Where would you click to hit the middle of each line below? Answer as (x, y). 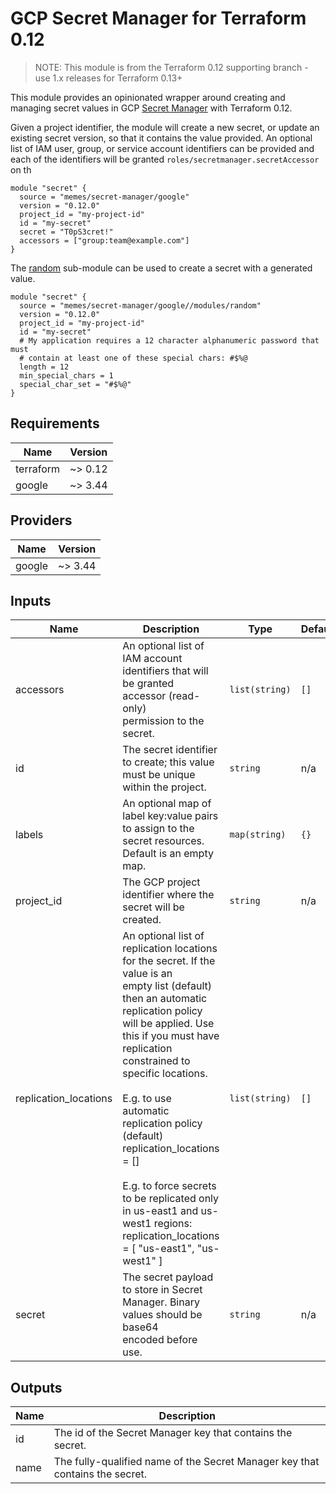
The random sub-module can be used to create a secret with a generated (161, 268)
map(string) (258, 835)
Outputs (36, 1387)
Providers (41, 520)
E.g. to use (147, 1099)
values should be (162, 1315)
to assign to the (158, 829)
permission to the (163, 721)
